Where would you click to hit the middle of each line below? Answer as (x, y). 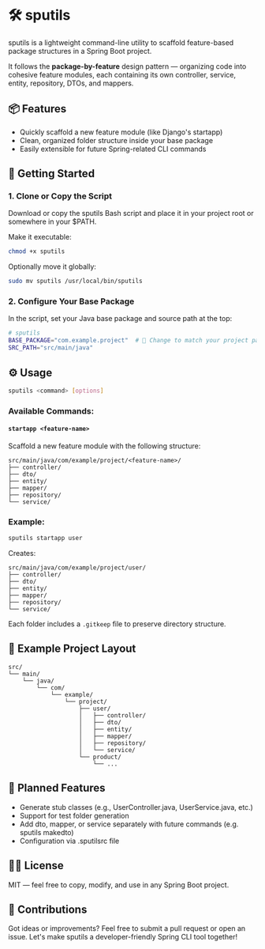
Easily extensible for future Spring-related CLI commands (113, 149)
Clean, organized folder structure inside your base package (116, 140)
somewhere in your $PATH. (52, 221)
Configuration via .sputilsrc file (69, 841)
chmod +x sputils (37, 251)
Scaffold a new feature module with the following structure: (105, 446)
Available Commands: (51, 410)
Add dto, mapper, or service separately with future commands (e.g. (129, 824)
